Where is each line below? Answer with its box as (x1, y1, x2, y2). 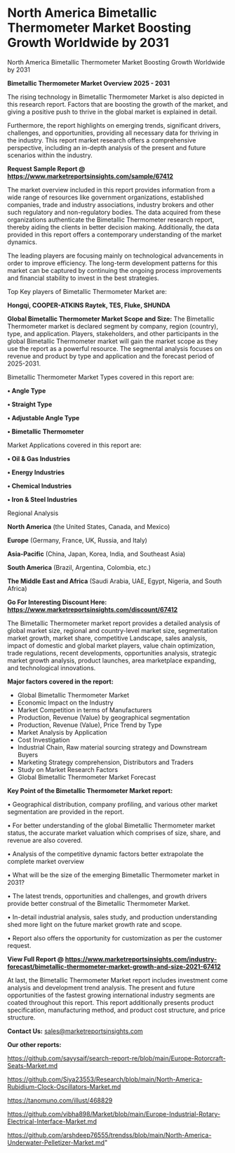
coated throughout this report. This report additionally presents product (7, 998, 214, 1006)
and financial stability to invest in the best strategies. (7, 274, 159, 282)
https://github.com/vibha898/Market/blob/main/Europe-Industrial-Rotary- (7, 1109, 221, 1118)
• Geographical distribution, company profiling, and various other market (7, 800, 218, 808)
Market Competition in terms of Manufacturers (17, 705, 152, 714)
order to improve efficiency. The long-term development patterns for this (7, 258, 217, 267)
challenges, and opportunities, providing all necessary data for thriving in (7, 128, 219, 137)
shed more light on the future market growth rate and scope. (7, 920, 182, 928)
